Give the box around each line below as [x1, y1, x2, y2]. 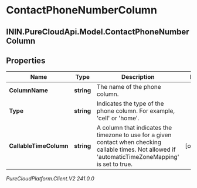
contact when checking [96, 138, 162, 147]
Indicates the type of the [96, 100, 164, 108]
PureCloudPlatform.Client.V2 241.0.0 [6, 175, 95, 182]
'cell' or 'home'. [96, 114, 140, 123]
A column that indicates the [96, 124, 172, 132]
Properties [6, 55, 46, 65]
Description [121, 73, 155, 81]
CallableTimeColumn [9, 142, 69, 150]
